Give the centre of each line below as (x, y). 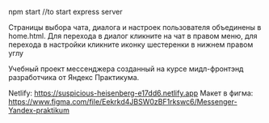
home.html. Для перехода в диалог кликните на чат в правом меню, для (133, 36)
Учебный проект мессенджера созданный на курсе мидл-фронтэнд (126, 69)
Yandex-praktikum (39, 110)
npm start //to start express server (65, 12)
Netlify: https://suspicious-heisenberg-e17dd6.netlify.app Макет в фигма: (131, 93)
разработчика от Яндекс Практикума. (74, 77)
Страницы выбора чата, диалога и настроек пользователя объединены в (135, 27)
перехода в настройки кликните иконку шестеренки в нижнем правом (131, 45)
